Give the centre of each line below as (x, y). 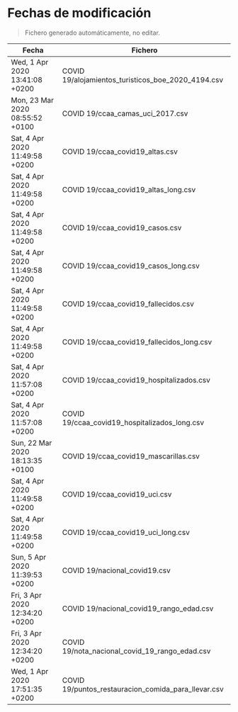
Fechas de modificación (79, 13)
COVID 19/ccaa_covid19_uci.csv (117, 494)
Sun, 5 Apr (29, 557)
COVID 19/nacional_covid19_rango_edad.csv (138, 609)
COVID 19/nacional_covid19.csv (117, 570)
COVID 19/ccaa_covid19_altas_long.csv (129, 189)
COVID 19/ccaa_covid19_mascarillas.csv (131, 456)
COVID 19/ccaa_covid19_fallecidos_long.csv (137, 341)
